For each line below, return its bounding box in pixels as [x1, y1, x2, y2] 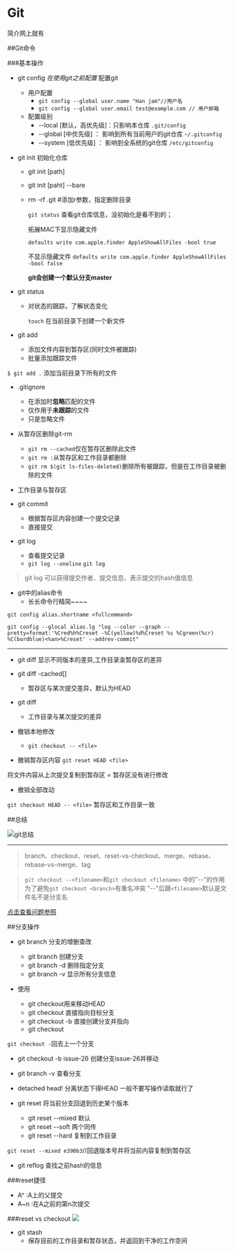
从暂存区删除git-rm [17, 429, 73, 438]
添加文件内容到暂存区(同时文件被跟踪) [27, 345, 137, 353]
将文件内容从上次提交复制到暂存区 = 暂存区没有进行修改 [7, 770, 169, 779]
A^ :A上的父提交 [17, 1191, 63, 1199]
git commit [17, 499, 49, 508]
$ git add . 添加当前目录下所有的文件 [7, 368, 117, 377]
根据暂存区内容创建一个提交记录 [27, 513, 120, 523]
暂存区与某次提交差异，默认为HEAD [27, 684, 131, 692]
